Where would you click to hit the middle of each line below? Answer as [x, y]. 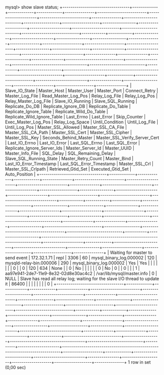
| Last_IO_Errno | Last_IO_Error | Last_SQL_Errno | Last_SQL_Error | [73, 143]
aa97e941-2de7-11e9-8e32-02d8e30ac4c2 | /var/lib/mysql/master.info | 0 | [81, 273]
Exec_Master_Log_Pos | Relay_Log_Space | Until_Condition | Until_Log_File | [82, 122]
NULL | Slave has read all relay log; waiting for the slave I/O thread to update [82, 279]
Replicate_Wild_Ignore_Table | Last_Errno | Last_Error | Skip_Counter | [75, 117]
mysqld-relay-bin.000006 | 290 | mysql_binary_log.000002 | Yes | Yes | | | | [81, 263]
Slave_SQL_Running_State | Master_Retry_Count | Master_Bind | [69, 159]
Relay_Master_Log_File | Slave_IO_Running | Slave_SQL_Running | [71, 101]
